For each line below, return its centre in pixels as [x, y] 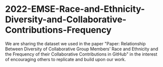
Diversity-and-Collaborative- [66, 19]
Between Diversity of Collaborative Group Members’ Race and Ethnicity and [82, 49]
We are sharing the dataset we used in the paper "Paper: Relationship [75, 43]
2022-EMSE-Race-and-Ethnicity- [75, 9]
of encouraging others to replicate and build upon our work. [66, 59]
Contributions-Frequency [58, 30]
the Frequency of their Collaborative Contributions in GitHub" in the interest [81, 54]
